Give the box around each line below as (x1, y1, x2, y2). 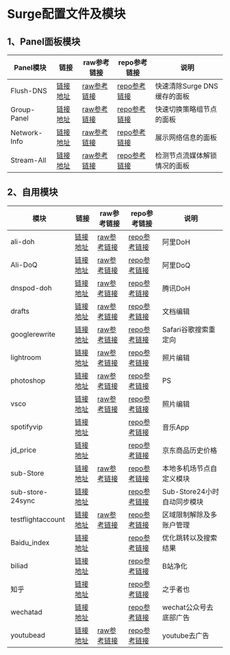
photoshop (10, 375, 46, 385)
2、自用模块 (7, 187, 58, 198)
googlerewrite (10, 329, 56, 339)
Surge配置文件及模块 (7, 6, 126, 22)
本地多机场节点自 (162, 464, 218, 473)
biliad (10, 560, 29, 570)
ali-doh (10, 237, 35, 246)
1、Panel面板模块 (7, 36, 81, 47)
